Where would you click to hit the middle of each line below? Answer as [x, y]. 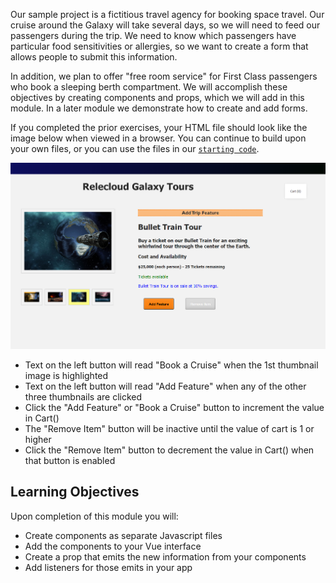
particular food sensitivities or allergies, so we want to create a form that [159, 46]
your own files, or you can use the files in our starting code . [135, 148]
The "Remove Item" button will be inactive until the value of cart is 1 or [169, 429]
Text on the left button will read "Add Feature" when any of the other [165, 386]
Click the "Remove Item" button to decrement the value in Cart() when [169, 450]
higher [38, 440]
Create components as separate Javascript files [123, 535]
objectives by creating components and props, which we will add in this [157, 97]
